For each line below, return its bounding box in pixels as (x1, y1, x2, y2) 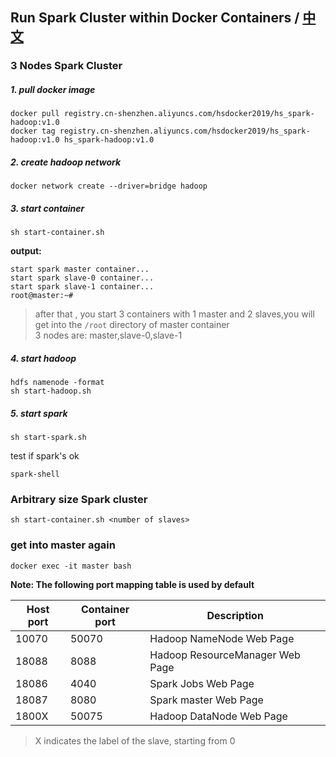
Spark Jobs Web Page (149, 676, 255, 690)
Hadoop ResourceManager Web (149, 648, 301, 662)
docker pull (10, 109, 60, 119)
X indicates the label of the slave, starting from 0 (34, 734, 236, 747)
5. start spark (10, 407, 68, 419)
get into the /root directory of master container (34, 319, 230, 331)
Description (206, 608, 264, 622)
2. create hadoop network (10, 156, 122, 168)
